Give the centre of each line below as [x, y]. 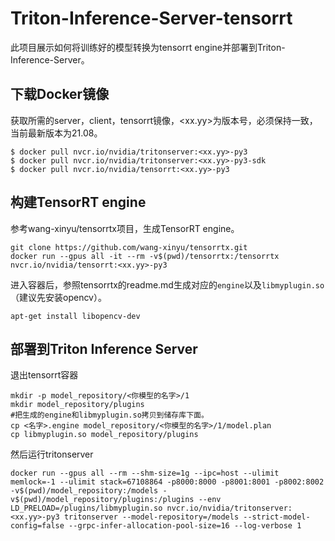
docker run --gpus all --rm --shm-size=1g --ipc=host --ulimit [145, 473]
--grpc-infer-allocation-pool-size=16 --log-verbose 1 [185, 526]
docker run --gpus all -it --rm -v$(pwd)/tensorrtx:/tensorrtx [145, 256]
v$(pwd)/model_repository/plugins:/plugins [102, 500]
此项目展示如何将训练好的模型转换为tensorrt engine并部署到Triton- [148, 47]
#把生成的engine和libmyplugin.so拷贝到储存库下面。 [109, 415]
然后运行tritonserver [52, 454]
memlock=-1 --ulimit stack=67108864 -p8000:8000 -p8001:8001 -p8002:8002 [167, 482]
